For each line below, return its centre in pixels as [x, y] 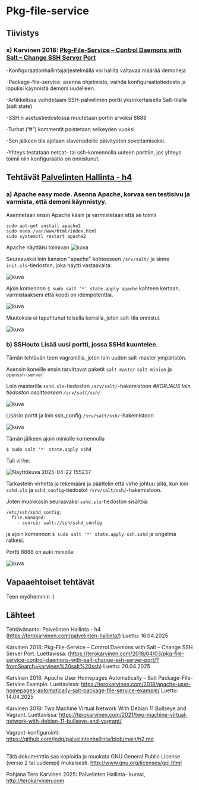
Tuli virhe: [18, 460]
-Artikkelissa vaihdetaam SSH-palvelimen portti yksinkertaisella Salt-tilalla [97, 100]
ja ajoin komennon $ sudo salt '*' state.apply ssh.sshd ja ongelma [91, 534]
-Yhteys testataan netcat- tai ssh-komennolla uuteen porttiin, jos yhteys [94, 152]
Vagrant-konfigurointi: [33, 733]
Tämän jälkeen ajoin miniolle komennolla [56, 438]
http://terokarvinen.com [35, 780]
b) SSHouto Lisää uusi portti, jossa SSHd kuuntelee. [82, 345]
